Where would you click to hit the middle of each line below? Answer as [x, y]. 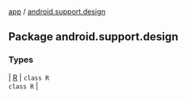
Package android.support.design [93, 37]
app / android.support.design [57, 12]
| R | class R [29, 77]
